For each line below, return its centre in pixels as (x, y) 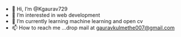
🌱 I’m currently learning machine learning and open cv (77, 21)
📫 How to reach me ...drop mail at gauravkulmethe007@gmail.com (93, 28)
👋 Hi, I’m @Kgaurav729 (40, 9)
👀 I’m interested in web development (56, 15)
